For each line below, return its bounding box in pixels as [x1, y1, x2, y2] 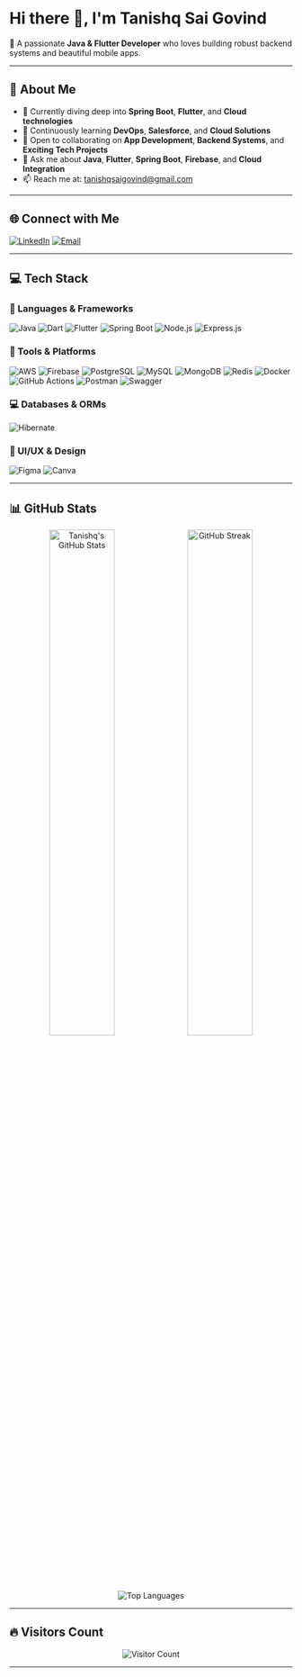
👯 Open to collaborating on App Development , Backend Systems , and [22, 134, 285, 145]
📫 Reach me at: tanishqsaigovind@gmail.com [22, 173, 193, 184]
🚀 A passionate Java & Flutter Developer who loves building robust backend [9, 38, 293, 49]
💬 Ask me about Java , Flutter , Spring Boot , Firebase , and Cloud [22, 153, 262, 165]
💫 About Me [9, 82, 76, 97]
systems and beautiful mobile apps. [9, 47, 141, 58]
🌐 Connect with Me [9, 212, 120, 227]
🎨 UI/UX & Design [9, 445, 86, 457]
